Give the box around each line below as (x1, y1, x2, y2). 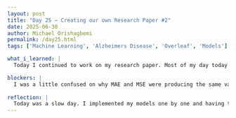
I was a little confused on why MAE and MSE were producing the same (13, 81, 221, 88)
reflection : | (7, 94, 49, 101)
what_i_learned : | (7, 55, 61, 63)
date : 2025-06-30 (7, 23, 58, 30)
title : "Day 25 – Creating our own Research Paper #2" (7, 17, 171, 24)
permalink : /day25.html (7, 36, 77, 43)
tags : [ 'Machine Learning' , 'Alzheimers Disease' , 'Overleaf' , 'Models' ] (7, 43, 228, 50)
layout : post (7, 10, 46, 17)
